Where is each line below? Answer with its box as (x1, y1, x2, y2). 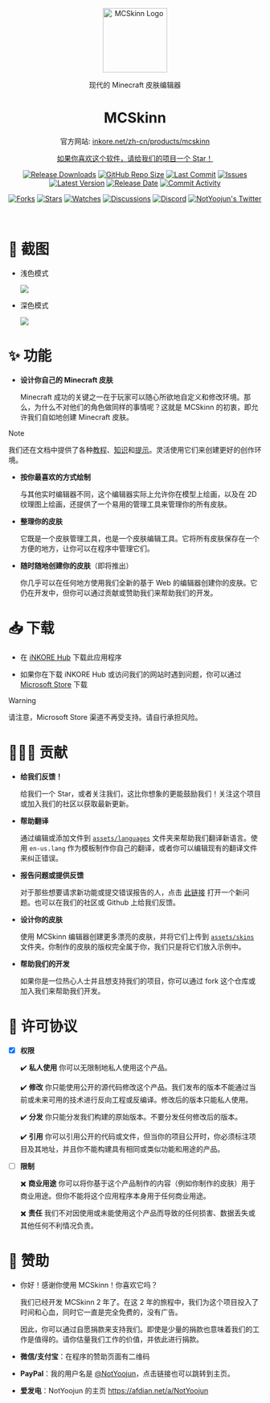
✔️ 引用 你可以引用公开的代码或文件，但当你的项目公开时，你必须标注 (19, 1132, 249, 1141)
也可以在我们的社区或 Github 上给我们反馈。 (34, 897, 181, 907)
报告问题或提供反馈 (19, 870, 84, 879)
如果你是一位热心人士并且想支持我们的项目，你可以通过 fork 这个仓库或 (19, 975, 256, 986)
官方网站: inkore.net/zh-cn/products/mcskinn (59, 136, 211, 146)
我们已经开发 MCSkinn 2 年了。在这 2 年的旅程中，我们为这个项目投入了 (19, 1297, 260, 1306)
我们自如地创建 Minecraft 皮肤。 (27, 412, 134, 422)
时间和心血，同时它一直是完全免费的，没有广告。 (19, 1307, 182, 1317)
